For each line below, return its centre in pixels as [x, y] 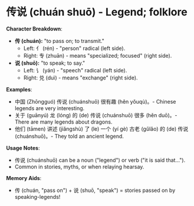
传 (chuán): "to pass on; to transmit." [59, 41]
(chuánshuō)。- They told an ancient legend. [69, 136]
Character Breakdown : [34, 29]
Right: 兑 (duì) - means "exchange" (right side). [80, 78]
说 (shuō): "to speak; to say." [50, 63]
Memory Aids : [24, 178]
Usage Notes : [23, 148]
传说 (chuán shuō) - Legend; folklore [97, 12]
